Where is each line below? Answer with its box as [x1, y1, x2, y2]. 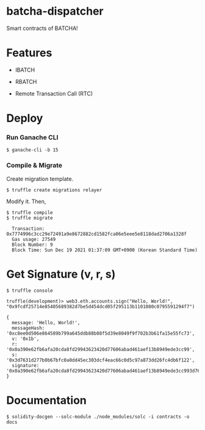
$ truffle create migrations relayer [6, 187, 103, 193]
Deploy [6, 111, 43, 125]
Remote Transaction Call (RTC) [15, 90, 93, 97]
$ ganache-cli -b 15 [6, 147, 59, 154]
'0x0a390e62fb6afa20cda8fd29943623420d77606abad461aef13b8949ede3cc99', [6, 346, 195, 352]
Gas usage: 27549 [12, 236, 56, 242]
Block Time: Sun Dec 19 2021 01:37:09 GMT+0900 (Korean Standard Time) [12, 247, 198, 253]
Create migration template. [6, 175, 74, 182]
